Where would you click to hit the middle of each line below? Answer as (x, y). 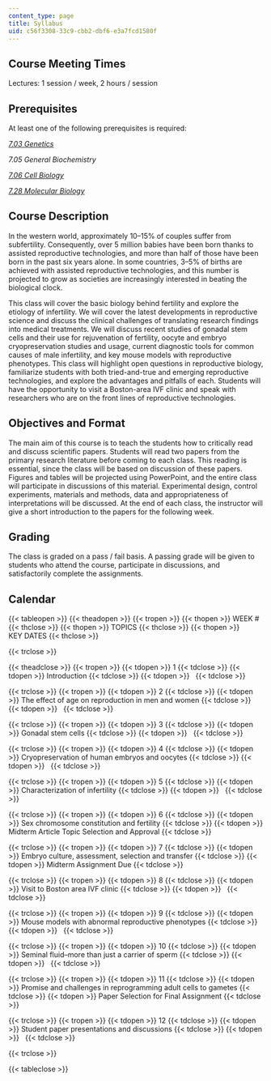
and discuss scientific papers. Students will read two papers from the (124, 451)
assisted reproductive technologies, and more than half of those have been (133, 253)
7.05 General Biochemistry (53, 160)
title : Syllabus (36, 23)
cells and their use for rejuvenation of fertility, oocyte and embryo (118, 338)
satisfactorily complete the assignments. (76, 574)
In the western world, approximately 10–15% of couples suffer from (120, 236)
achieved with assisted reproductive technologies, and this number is (124, 270)
